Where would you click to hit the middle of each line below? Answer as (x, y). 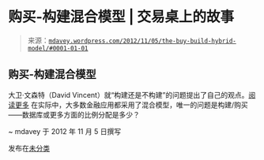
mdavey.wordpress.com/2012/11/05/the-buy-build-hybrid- (143, 41)
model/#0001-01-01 (58, 48)
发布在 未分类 (29, 148)
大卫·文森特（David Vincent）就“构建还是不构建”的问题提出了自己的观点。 (128, 95)
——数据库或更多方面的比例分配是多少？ (74, 114)
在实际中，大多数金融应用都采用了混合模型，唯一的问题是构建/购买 (139, 105)
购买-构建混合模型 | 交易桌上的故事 (121, 17)
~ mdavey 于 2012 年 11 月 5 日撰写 (64, 131)
